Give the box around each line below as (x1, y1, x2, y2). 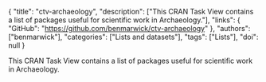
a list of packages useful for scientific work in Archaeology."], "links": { (8, 15, 241, 25)
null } (8, 41, 25, 50)
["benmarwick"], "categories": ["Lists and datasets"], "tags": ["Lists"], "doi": (8, 32, 259, 41)
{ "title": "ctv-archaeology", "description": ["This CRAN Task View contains (8, 7, 254, 16)
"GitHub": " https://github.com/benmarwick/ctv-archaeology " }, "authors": (8, 24, 251, 33)
